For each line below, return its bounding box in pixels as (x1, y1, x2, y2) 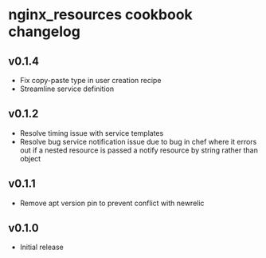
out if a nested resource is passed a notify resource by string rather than (19, 145, 259, 155)
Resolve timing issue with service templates (19, 128, 164, 137)
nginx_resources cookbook (8, 6, 193, 24)
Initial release (19, 242, 64, 252)
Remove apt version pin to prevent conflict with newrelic (19, 198, 205, 208)
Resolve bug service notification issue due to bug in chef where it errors (19, 137, 257, 146)
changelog (8, 22, 81, 41)
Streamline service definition (19, 84, 114, 93)
